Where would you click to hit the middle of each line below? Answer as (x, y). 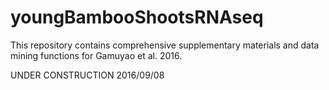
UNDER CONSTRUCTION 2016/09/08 (87, 75)
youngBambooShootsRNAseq (137, 17)
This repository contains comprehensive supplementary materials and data (165, 45)
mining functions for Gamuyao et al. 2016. (96, 55)
